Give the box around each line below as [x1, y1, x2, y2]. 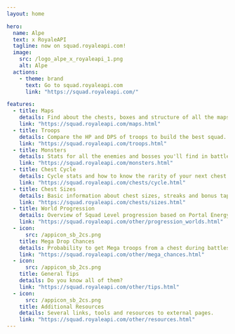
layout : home [6, 10, 45, 18]
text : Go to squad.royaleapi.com [25, 81, 123, 88]
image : [13, 49, 32, 56]
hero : [6, 22, 22, 30]
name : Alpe [13, 29, 45, 36]
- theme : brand [19, 75, 64, 82]
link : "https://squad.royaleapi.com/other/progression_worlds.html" [19, 218, 224, 225]
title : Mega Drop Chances [19, 238, 95, 245]
